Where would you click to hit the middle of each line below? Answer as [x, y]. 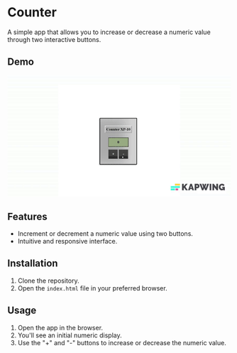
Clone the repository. [48, 281]
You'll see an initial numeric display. [70, 335]
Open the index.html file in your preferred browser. [93, 288]
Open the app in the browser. [60, 327]
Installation [33, 264]
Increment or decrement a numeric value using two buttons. [105, 233]
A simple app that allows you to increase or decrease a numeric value [109, 32]
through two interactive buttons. [54, 39]
